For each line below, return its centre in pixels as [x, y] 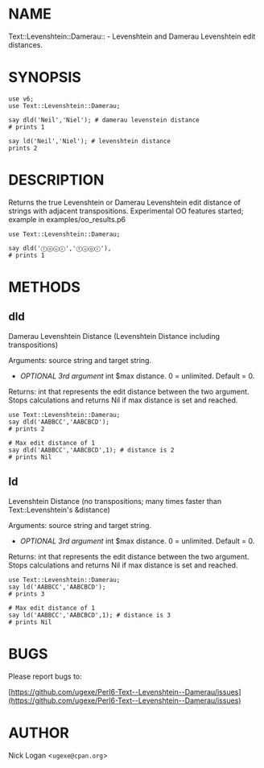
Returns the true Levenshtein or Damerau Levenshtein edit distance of [125, 202]
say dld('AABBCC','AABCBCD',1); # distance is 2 [91, 450]
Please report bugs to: [45, 676]
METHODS [44, 287]
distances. [25, 44]
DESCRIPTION [56, 180]
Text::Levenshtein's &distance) [59, 510]
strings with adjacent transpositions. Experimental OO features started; [126, 211]
